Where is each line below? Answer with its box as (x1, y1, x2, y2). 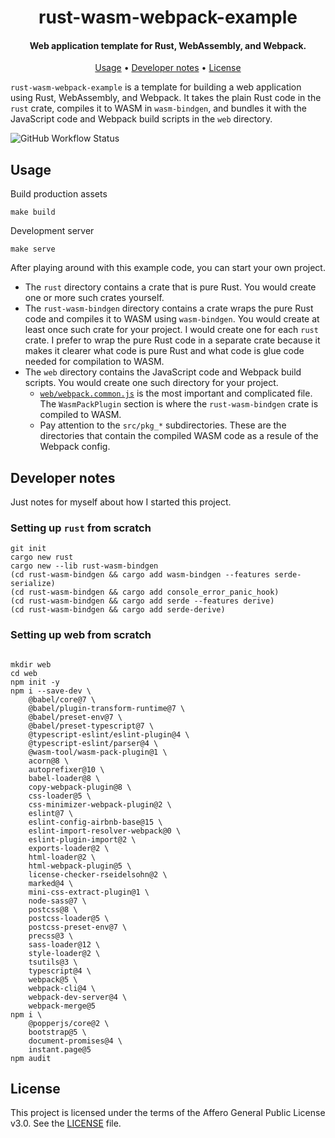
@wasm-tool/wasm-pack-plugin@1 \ (28, 747, 168, 757)
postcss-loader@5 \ (28, 913, 110, 923)
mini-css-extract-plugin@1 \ (28, 887, 150, 897)
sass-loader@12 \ (28, 939, 101, 950)
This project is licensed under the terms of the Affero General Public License (10, 1107, 326, 1119)
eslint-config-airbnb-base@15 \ (28, 817, 163, 827)
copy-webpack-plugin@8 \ (28, 782, 132, 792)
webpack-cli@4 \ (28, 983, 97, 993)
